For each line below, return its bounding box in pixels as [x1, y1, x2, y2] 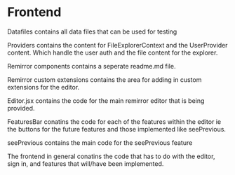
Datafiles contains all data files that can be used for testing [7, 27, 177, 36]
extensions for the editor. [7, 83, 80, 91]
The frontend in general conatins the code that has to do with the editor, [7, 152, 215, 160]
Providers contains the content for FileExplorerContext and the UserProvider [7, 41, 228, 49]
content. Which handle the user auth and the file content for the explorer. [7, 48, 218, 57]
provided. [7, 104, 35, 112]
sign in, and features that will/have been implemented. [7, 159, 164, 168]
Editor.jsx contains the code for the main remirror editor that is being [7, 96, 205, 105]
